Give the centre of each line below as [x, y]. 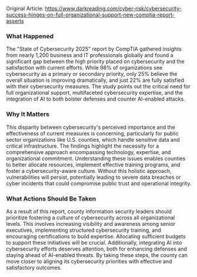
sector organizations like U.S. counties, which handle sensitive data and [93, 139]
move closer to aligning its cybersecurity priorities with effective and [89, 261]
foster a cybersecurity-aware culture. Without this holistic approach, [89, 171]
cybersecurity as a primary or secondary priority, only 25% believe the [92, 74]
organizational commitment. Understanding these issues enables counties [96, 158]
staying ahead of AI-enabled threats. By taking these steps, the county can [97, 255]
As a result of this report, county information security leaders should [89, 211]
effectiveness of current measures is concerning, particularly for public [92, 133]
